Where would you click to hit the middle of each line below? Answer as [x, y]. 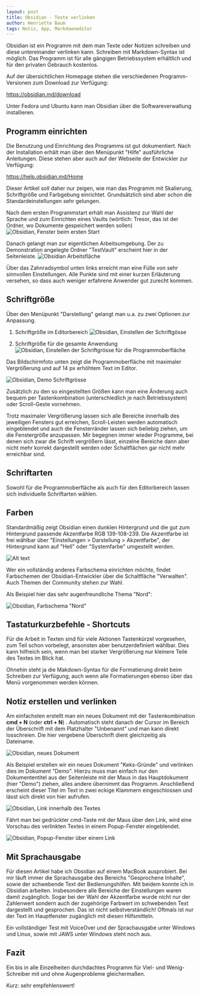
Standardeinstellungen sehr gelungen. [53, 201]
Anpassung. [21, 320]
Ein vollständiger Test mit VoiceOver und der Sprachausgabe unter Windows [101, 927]
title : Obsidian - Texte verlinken [51, 17]
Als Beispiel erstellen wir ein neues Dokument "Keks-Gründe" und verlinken [100, 765]
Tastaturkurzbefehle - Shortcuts [68, 625]
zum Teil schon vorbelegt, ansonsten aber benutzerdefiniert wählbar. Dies [98, 645]
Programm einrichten [47, 131]
